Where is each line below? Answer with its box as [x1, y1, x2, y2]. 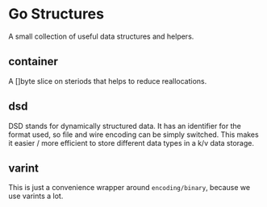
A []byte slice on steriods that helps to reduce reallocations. [8, 76, 207, 85]
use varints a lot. [8, 191, 64, 201]
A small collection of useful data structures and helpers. [8, 31, 194, 41]
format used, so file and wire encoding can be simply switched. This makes [8, 130, 260, 139]
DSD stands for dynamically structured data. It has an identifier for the [8, 121, 242, 130]
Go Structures [8, 5, 105, 23]
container [8, 55, 59, 68]
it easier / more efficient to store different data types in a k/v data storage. [8, 138, 254, 147]
